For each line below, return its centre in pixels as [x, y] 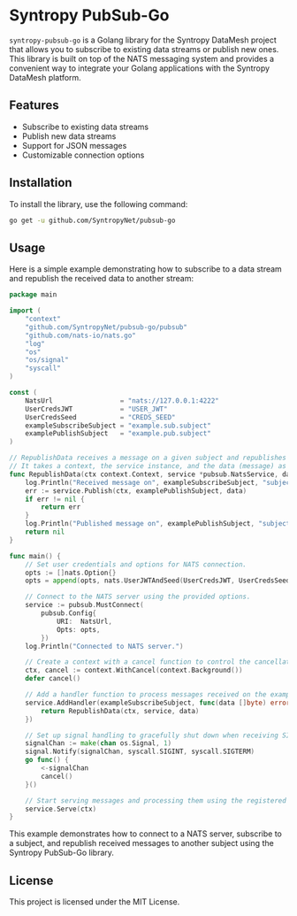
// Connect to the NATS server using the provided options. [138, 597]
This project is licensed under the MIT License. [95, 902]
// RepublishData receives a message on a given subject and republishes [148, 458]
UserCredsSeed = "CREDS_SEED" [100, 417]
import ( [25, 311]
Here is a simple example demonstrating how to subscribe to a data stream [146, 269]
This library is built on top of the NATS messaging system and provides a [142, 58]
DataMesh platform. [45, 77]
